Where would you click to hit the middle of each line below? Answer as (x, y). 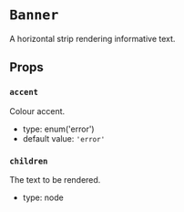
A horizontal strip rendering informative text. (92, 38)
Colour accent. (37, 111)
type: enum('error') (58, 129)
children (29, 161)
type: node (43, 197)
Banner (34, 15)
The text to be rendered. (55, 179)
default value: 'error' (64, 138)
